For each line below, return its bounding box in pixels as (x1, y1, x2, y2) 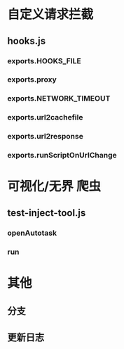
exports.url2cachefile (7, 113, 83, 122)
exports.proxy (7, 75, 57, 84)
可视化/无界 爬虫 (7, 179, 102, 194)
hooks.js (7, 34, 46, 46)
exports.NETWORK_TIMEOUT (7, 94, 111, 103)
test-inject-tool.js (7, 207, 86, 219)
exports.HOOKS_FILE (7, 56, 82, 65)
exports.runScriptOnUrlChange (7, 151, 117, 160)
